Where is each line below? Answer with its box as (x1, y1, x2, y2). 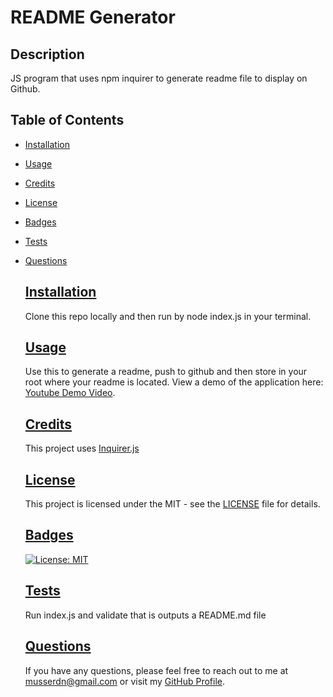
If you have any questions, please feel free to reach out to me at (24, 664, 289, 676)
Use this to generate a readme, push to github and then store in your (24, 366, 308, 378)
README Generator (10, 6, 176, 29)
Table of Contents (10, 112, 125, 129)
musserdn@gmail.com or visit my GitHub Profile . (24, 675, 225, 687)
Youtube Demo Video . (24, 387, 116, 399)
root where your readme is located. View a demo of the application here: (24, 376, 324, 388)
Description (10, 46, 85, 63)
